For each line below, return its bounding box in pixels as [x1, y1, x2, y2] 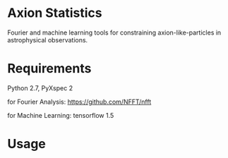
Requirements [7, 61, 92, 77]
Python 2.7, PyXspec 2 [7, 83, 73, 92]
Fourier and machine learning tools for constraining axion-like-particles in [7, 28, 222, 37]
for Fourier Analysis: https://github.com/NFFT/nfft [7, 97, 152, 106]
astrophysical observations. [7, 35, 88, 44]
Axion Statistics [7, 5, 102, 21]
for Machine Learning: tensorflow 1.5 [7, 111, 114, 119]
